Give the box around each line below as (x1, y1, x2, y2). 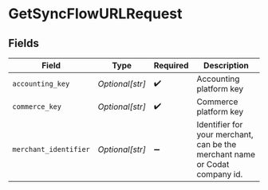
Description (203, 60, 250, 71)
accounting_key (12, 79, 70, 88)
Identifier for (196, 119, 243, 130)
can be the (196, 139, 237, 149)
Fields (8, 37, 40, 50)
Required (153, 60, 189, 71)
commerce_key (12, 103, 62, 111)
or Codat (196, 159, 230, 169)
